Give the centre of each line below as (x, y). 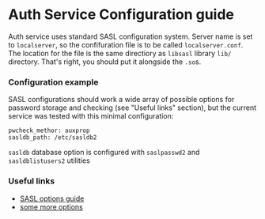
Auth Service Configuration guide (121, 15)
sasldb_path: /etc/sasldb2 (53, 138)
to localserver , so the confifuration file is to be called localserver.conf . (126, 44)
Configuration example (53, 82)
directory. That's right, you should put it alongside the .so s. (105, 62)
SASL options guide (52, 198)
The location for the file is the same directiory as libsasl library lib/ (120, 53)
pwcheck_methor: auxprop (49, 131)
